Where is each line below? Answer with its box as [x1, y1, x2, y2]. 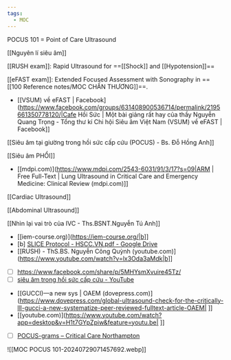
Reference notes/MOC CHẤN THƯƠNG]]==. [23, 82, 148, 91]
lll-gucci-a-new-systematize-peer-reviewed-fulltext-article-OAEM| [16, 303, 207, 312]
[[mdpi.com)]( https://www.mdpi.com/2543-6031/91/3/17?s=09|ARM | [16, 165, 214, 173]
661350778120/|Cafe [16, 110, 77, 119]
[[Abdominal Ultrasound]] [7, 206, 80, 214]
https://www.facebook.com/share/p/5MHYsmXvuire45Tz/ [16, 267, 181, 276]
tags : [7, 10, 23, 17]
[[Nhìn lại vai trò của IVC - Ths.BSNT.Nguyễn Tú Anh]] [7, 219, 160, 227]
